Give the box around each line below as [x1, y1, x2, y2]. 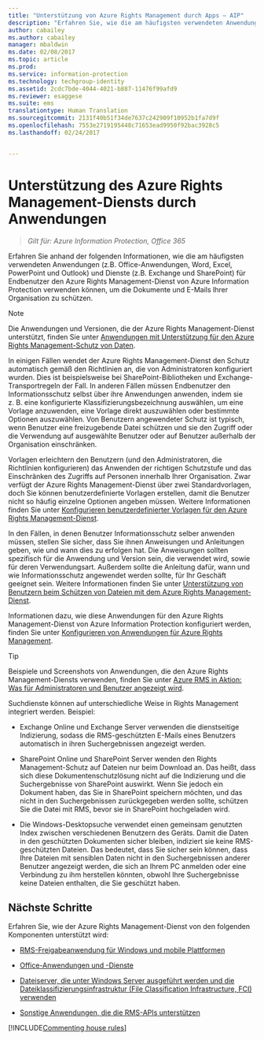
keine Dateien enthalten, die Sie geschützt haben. [19, 878, 181, 887]
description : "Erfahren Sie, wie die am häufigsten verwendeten [8, 19, 223, 27]
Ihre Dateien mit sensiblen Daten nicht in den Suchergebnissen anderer [19, 852, 251, 863]
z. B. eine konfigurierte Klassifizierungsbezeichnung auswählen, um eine [8, 397, 244, 407]
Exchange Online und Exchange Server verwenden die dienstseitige [19, 722, 240, 731]
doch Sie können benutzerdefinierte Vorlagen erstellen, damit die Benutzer [8, 488, 250, 497]
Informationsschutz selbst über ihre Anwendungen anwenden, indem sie [8, 389, 244, 399]
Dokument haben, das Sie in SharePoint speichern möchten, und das [19, 787, 243, 797]
